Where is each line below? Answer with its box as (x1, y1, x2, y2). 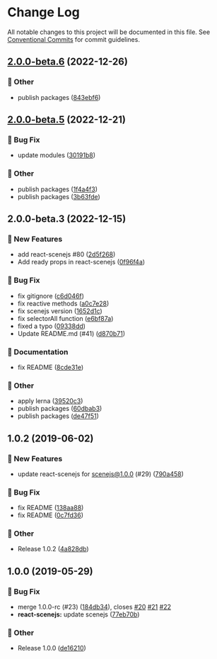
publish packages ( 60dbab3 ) (17, 405, 102, 413)
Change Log (7, 4, 80, 21)
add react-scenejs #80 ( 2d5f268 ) (17, 250, 116, 259)
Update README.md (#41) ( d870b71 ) (17, 329, 126, 337)
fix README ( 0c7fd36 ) (17, 511, 83, 519)
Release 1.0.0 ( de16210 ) (17, 644, 86, 653)
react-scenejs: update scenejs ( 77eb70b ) (17, 610, 140, 619)
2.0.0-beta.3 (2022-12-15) (7, 213, 127, 225)
